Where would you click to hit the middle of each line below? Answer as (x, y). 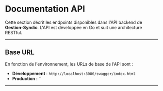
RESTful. (14, 32)
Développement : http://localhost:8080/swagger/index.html (74, 73)
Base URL (20, 53)
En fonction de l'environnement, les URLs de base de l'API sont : (69, 64)
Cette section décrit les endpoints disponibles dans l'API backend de (73, 22)
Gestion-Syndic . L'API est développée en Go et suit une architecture (73, 27)
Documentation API (45, 9)
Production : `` (27, 78)
